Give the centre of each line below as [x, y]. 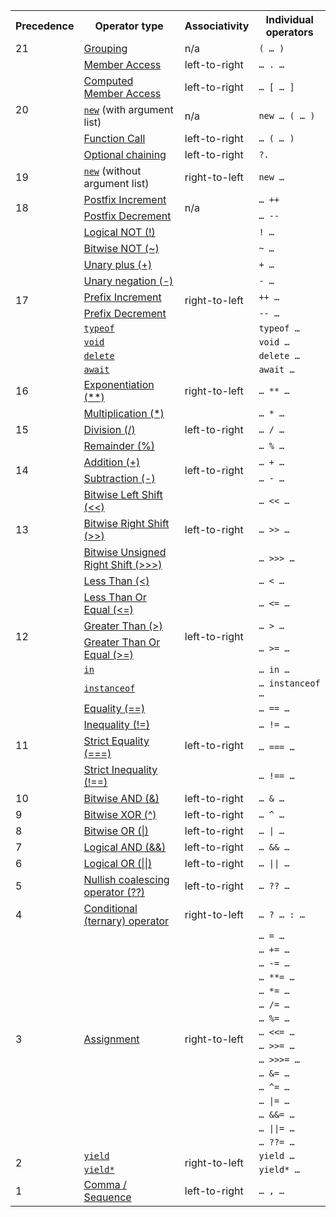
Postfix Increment [125, 199]
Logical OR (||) [118, 863]
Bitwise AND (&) [121, 798]
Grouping [105, 48]
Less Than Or [115, 597]
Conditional [110, 908]
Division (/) [109, 429]
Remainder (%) [119, 446]
